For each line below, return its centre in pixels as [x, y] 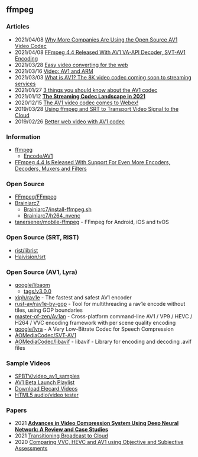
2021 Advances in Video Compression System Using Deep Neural [97, 423]
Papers [17, 410]
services [25, 84]
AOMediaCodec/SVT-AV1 [46, 335]
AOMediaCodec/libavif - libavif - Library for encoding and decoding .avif [103, 341]
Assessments [31, 448]
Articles [18, 27]
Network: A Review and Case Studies [61, 430]
